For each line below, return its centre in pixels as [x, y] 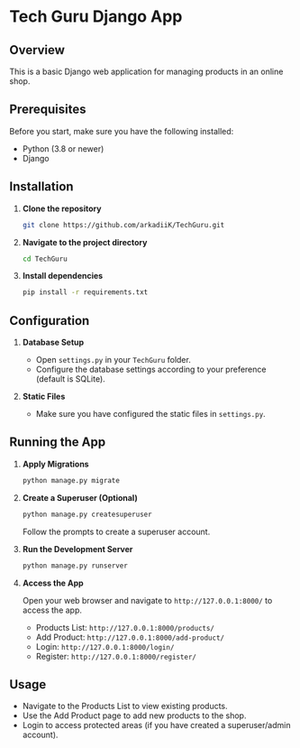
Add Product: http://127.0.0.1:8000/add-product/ [130, 637]
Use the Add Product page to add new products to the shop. [134, 716]
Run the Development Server [77, 549]
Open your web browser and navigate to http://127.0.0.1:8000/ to [147, 600]
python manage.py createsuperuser [87, 514]
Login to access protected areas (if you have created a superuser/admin [156, 725]
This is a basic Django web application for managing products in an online [146, 71]
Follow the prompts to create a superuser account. [116, 531]
